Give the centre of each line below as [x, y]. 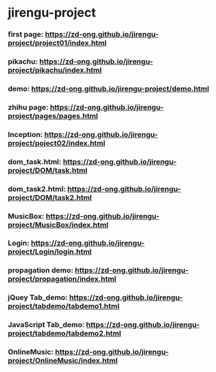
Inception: [26, 134]
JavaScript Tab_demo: [46, 325]
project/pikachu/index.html [55, 71]
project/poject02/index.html [57, 143]
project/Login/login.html [50, 252]
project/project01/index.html [57, 43]
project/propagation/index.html [62, 279]
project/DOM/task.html [48, 170]
